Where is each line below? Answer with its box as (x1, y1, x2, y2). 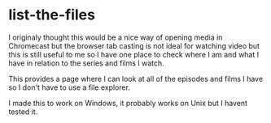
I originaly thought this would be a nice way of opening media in (8, 32, 223, 42)
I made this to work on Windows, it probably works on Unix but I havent (8, 98, 248, 108)
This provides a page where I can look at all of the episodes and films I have (8, 74, 263, 83)
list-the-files (8, 6, 96, 24)
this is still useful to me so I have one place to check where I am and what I (8, 49, 260, 59)
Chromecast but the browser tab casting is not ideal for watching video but (8, 40, 260, 50)
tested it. (8, 107, 38, 117)
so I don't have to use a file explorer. (8, 83, 130, 92)
